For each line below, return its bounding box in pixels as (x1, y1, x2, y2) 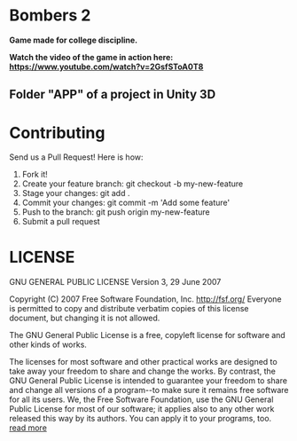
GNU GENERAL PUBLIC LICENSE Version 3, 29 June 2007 (9, 277, 222, 287)
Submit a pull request (21, 217, 100, 227)
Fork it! (21, 169, 49, 180)
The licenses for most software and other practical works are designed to (9, 357, 277, 367)
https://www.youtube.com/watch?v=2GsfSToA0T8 (9, 61, 204, 72)
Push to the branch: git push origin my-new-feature (21, 207, 210, 217)
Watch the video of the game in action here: (9, 51, 174, 62)
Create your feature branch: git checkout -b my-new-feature (21, 178, 244, 189)
